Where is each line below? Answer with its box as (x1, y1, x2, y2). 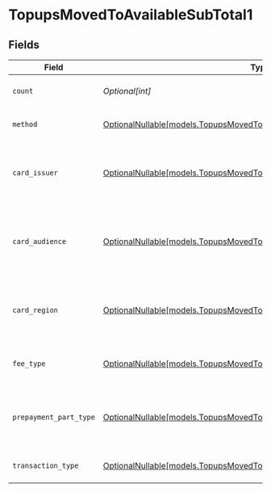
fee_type (12, 360, 46, 368)
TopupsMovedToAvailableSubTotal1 (8, 6, 253, 24)
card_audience (12, 237, 67, 246)
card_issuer (12, 168, 59, 177)
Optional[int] (102, 86, 152, 96)
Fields (8, 38, 40, 52)
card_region (12, 305, 59, 314)
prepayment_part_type (12, 413, 95, 422)
